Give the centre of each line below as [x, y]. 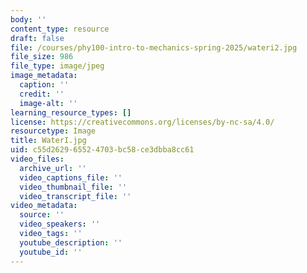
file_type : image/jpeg [57, 66]
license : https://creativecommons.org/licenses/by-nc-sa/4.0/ [142, 122]
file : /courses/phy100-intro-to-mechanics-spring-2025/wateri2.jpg [154, 47]
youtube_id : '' [51, 252]
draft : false [37, 38]
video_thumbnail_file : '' [73, 187]
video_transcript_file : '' [75, 196]
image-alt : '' [48, 103]
